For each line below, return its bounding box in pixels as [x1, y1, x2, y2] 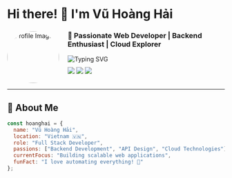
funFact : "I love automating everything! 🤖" [13, 159, 144, 166]
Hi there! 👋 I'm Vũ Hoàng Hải [7, 6, 173, 22]
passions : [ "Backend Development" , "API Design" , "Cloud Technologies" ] [13, 146, 227, 152]
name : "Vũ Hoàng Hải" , [13, 126, 79, 133]
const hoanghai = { [7, 120, 64, 127]
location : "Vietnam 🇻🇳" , [13, 132, 88, 140]
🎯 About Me [7, 101, 59, 113]
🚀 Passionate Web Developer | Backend [68, 31, 202, 41]
